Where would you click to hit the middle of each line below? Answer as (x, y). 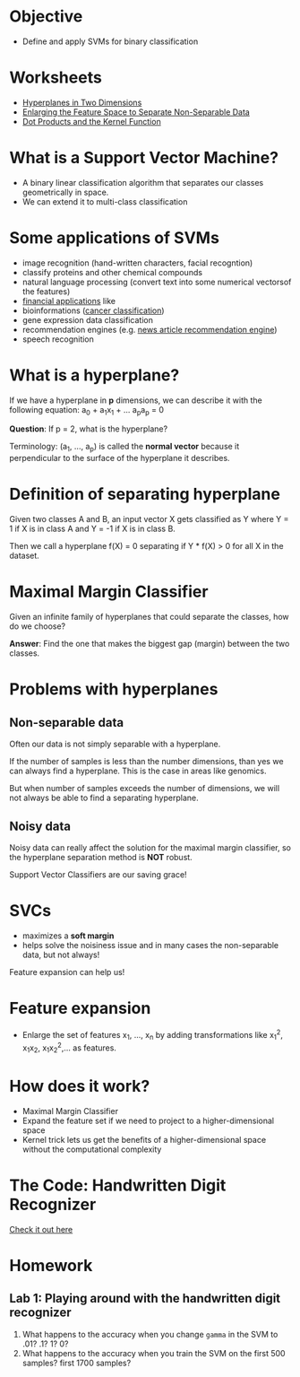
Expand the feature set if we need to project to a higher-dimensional (148, 1120)
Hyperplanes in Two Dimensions (82, 102)
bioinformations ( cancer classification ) (93, 310)
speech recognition (58, 339)
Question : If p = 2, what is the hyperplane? (89, 429)
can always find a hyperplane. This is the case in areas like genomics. (138, 771)
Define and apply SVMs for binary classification (110, 41)
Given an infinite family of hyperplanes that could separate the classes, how (149, 617)
